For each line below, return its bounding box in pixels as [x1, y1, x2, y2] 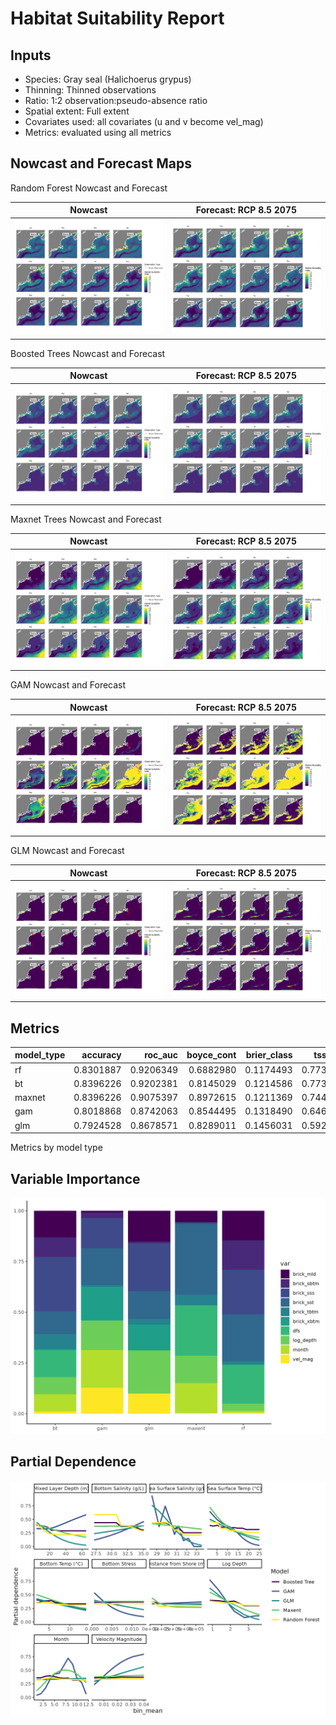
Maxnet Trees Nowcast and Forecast [10, 513, 162, 525]
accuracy [81, 1049, 122, 1061]
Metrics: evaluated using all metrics [24, 127, 172, 138]
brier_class [245, 1049, 293, 1061]
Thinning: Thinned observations [24, 84, 157, 96]
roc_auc [144, 1049, 179, 1061]
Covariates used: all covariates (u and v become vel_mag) [24, 116, 264, 127]
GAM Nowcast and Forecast [10, 679, 127, 691]
